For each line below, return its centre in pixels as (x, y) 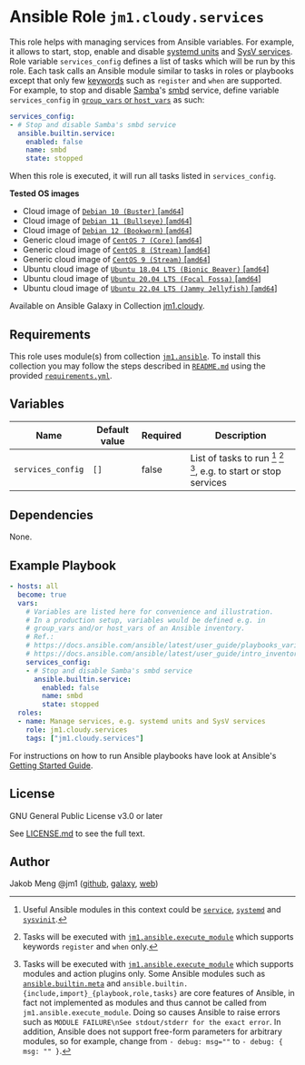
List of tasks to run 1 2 (237, 457)
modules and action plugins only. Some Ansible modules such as (144, 974)
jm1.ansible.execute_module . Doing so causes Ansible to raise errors (151, 1012)
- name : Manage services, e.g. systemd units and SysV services (142, 722)
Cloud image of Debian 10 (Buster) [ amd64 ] (103, 212)
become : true (42, 595)
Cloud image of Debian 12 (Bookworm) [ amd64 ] (107, 231)
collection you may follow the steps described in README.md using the (138, 366)
